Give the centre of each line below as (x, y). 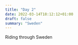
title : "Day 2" (21, 10)
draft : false (18, 19)
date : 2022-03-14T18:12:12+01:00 (39, 14)
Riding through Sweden (29, 37)
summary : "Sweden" (24, 23)
